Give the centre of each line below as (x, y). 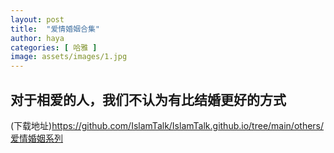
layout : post (37, 19)
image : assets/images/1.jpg (69, 57)
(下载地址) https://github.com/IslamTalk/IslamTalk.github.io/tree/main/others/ (167, 125)
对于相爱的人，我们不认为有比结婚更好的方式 (148, 99)
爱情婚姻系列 (36, 138)
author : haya (37, 38)
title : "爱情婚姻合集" (55, 29)
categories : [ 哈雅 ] (54, 47)
